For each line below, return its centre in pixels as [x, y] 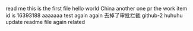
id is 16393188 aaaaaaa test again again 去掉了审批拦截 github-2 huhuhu [94, 15]
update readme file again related [45, 22]
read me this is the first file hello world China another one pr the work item [96, 8]
